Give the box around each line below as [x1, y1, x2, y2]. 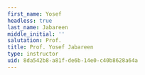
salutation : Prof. [7, 37, 62, 44]
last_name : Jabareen [7, 24, 69, 31]
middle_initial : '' [7, 30, 65, 38]
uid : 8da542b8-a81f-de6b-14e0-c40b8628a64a [7, 57, 139, 64]
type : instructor [7, 51, 59, 58]
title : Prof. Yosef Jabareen [7, 44, 94, 51]
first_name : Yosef [7, 10, 62, 18]
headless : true [7, 17, 53, 24]
